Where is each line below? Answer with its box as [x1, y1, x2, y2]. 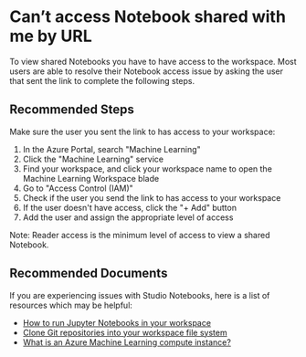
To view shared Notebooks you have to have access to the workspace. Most [9, 56, 297, 67]
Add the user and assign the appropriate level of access [22, 212, 234, 223]
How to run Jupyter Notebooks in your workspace [22, 317, 212, 328]
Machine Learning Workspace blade [22, 173, 160, 184]
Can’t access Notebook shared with [9, 6, 286, 27]
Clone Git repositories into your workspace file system [22, 327, 227, 338]
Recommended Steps [9, 102, 134, 118]
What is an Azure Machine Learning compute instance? [22, 336, 231, 348]
